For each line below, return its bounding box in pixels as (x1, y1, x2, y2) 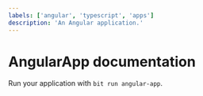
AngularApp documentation (8, 53, 196, 71)
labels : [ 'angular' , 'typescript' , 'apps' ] (8, 11, 155, 20)
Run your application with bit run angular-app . (8, 79, 163, 88)
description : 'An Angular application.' (8, 19, 144, 27)
